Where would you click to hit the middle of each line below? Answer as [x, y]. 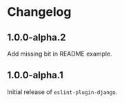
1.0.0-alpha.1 [35, 75]
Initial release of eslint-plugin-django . [62, 92]
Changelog [39, 12]
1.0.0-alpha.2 [37, 37]
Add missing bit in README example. [60, 54]
